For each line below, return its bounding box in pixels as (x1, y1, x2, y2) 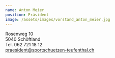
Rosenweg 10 (5, 31, 34, 37)
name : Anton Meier (5, 7, 44, 13)
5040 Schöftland (5, 36, 41, 42)
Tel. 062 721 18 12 (5, 42, 43, 48)
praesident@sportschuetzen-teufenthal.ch (5, 47, 95, 53)
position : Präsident (5, 12, 49, 17)
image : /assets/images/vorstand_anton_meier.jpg (5, 17, 110, 22)
